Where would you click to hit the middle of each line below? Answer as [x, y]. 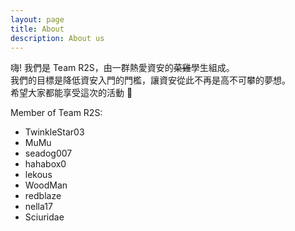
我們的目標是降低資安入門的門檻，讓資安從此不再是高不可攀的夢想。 [150, 80]
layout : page [37, 19]
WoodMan [46, 185]
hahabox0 [45, 164]
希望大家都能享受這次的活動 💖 [71, 93]
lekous [38, 175]
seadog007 [48, 153]
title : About [37, 29]
